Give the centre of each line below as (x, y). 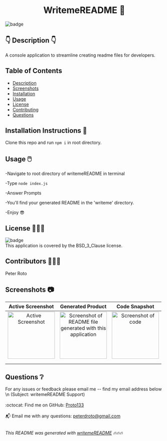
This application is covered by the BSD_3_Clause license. (64, 246)
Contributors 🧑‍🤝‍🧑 (33, 261)
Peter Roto (16, 273)
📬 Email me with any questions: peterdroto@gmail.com (63, 416)
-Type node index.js (27, 183)
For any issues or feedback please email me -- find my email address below (83, 389)
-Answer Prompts (23, 193)
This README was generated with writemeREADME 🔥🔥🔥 (64, 433)
